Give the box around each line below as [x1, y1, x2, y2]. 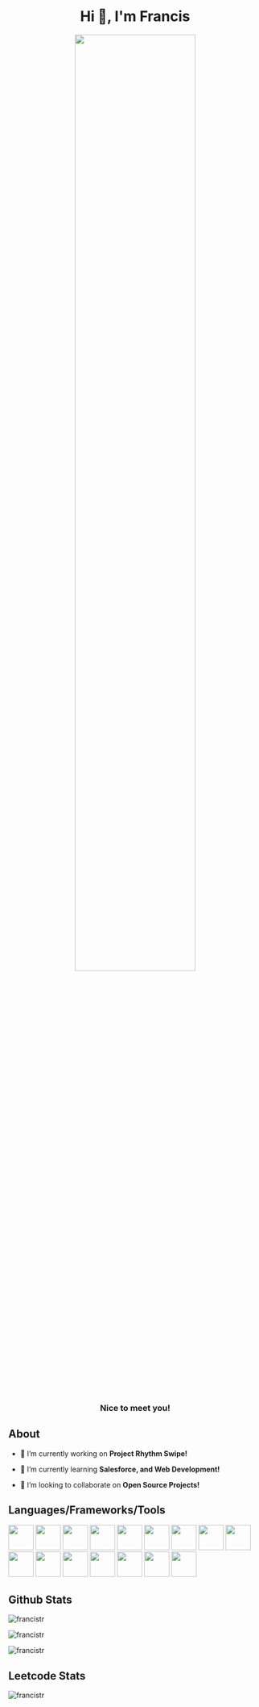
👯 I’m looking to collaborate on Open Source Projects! [19, 1480, 200, 1489]
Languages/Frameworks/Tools [8, 1504, 166, 1517]
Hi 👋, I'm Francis [80, 7, 191, 26]
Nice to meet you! [100, 1402, 171, 1413]
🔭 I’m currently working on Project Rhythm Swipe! [19, 1448, 187, 1459]
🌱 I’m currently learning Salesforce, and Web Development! [19, 1464, 220, 1474]
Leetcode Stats [8, 1669, 86, 1683]
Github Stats [8, 1592, 72, 1606]
